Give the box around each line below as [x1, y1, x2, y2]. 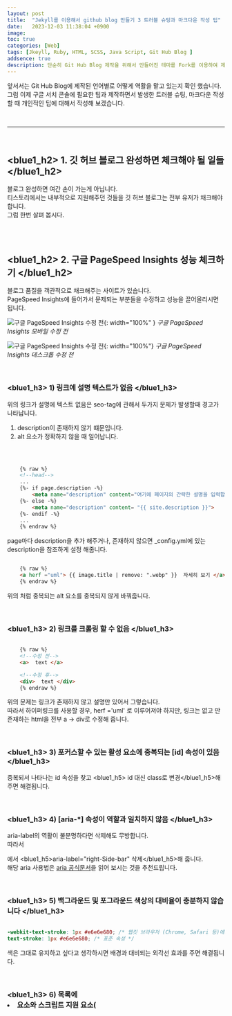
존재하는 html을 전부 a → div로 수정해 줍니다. [7, 715, 129, 724]
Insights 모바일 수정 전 [7, 327, 68, 336]
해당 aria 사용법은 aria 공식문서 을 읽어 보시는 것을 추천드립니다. [7, 864, 177, 872]
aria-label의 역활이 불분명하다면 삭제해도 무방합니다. [7, 832, 148, 840]
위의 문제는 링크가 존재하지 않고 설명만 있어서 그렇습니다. [7, 697, 160, 706]
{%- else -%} [19, 497, 57, 504]
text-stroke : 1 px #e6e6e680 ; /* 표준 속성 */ [7, 936, 135, 943]
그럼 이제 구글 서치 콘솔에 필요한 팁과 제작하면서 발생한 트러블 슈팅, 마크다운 [7, 90, 212, 98]
